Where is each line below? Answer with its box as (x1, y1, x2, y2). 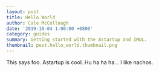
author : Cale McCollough (6, 20, 69, 26)
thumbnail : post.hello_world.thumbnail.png (6, 43, 118, 49)
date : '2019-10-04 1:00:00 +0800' (6, 25, 94, 32)
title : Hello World (6, 14, 56, 20)
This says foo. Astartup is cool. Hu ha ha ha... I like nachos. (6, 58, 154, 66)
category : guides (6, 31, 50, 37)
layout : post (6, 8, 39, 15)
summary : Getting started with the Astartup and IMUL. (6, 37, 148, 43)
